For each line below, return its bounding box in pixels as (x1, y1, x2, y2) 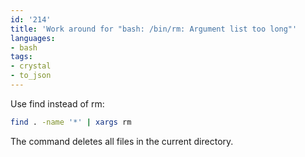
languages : (10, 33, 56, 43)
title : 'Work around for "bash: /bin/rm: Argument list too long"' (10, 24, 298, 34)
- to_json (10, 71, 52, 81)
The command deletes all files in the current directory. (10, 135, 234, 147)
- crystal (10, 61, 52, 71)
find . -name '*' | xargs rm (10, 117, 132, 127)
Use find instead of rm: (10, 97, 105, 110)
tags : (10, 52, 33, 62)
